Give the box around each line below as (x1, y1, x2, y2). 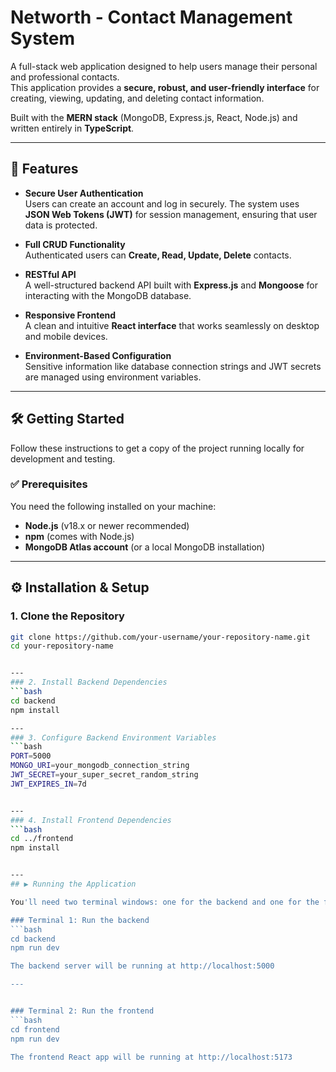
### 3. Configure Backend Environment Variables (10, 732, 217, 743)
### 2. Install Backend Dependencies (10, 677, 168, 688)
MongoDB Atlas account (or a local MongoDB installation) (24, 541, 266, 553)
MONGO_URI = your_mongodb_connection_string (10, 761, 190, 771)
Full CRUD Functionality (24, 238, 126, 250)
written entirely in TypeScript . (10, 122, 135, 134)
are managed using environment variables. (24, 371, 202, 383)
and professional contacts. (10, 71, 120, 83)
